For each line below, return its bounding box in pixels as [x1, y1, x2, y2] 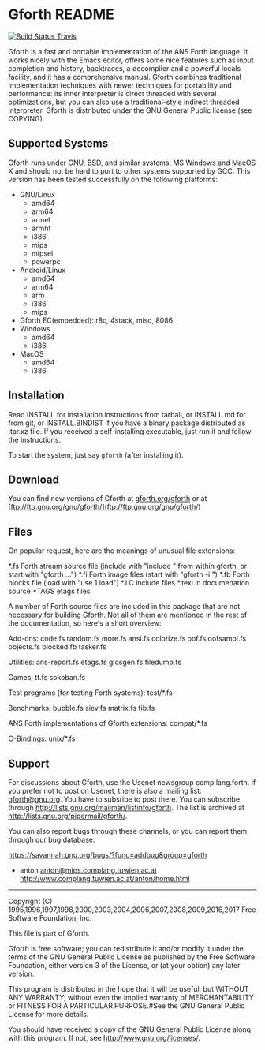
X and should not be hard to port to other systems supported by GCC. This [8, 166, 251, 175]
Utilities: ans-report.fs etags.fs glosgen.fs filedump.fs [8, 657, 182, 667]
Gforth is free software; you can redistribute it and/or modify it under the [8, 944, 244, 953]
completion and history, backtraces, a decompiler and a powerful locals [8, 63, 241, 73]
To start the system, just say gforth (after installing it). [8, 450, 184, 459]
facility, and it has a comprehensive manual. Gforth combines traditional [8, 72, 242, 81]
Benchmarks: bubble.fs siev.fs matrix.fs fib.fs [8, 704, 155, 713]
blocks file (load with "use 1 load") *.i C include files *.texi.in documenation [8, 578, 250, 588]
